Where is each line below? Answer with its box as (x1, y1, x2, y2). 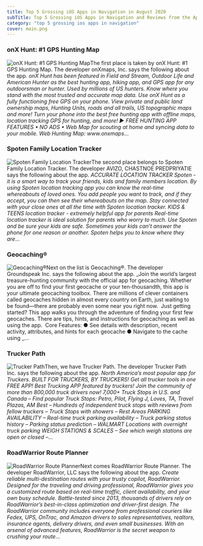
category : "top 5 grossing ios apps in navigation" (7, 20, 139, 26)
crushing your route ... (7, 533, 61, 540)
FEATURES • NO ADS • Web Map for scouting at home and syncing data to (7, 123, 195, 130)
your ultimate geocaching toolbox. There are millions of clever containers (7, 290, 189, 297)
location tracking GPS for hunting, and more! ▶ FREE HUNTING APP (7, 117, 177, 124)
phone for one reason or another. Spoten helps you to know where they (7, 228, 184, 236)
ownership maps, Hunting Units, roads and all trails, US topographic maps (7, 104, 192, 111)
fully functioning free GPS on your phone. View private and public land (7, 98, 183, 105)
